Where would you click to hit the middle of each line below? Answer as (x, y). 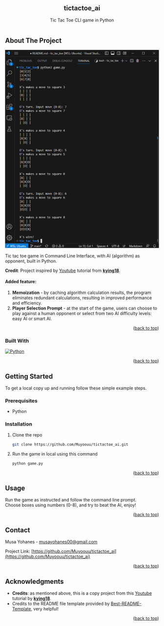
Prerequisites (21, 401)
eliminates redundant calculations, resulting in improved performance (82, 298)
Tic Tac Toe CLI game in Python (82, 20)
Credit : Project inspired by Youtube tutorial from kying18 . (63, 270)
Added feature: (21, 282)
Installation (19, 424)
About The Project (33, 41)
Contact (18, 530)
